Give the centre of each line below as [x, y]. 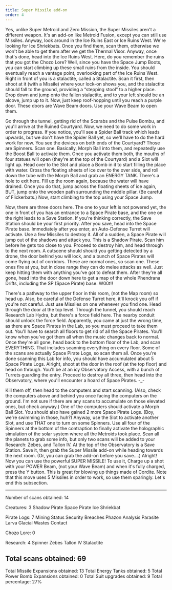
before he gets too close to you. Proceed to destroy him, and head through [84, 245]
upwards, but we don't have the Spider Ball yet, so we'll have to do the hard [85, 137]
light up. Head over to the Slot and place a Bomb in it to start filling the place [86, 164]
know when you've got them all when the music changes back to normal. [82, 336]
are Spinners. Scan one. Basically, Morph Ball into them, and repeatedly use [85, 148]
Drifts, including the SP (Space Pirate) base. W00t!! [59, 283]
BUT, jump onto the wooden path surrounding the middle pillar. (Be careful [84, 192]
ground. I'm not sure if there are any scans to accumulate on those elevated [85, 401]
